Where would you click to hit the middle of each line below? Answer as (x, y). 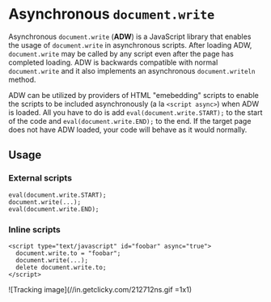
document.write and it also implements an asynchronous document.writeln (132, 70)
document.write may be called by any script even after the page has (121, 53)
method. (22, 79)
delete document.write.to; (61, 267)
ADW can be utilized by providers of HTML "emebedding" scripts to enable (133, 95)
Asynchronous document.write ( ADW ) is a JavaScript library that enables (130, 36)
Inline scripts (34, 229)
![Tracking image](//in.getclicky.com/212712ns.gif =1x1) (100, 289)
